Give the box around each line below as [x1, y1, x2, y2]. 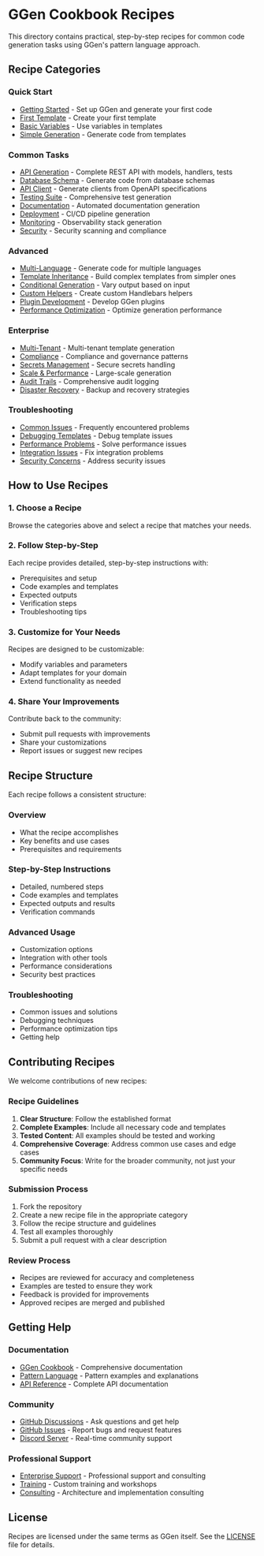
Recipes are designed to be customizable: [8, 644, 144, 654]
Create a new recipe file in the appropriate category [19, 1210, 188, 1219]
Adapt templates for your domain [19, 668, 128, 677]
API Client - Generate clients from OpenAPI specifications [19, 184, 207, 193]
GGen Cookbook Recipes [8, 6, 175, 24]
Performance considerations [19, 961, 113, 971]
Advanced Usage [8, 927, 76, 938]
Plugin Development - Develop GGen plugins [19, 297, 165, 307]
